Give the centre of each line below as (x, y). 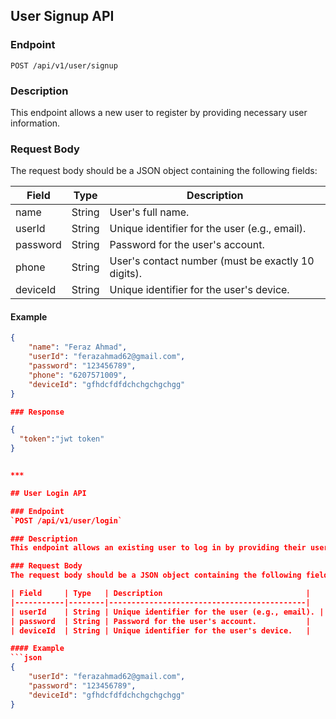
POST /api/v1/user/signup (64, 65)
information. (35, 123)
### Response (37, 412)
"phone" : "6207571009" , (78, 375)
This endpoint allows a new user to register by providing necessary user (159, 112)
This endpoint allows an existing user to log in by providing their (158, 548)
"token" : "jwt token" (62, 439)
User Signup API (62, 16)
